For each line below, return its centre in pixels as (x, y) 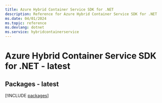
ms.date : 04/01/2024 (26, 18)
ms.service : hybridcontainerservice (42, 32)
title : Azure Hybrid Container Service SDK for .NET (59, 9)
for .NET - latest (38, 66)
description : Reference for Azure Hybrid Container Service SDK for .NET (81, 14)
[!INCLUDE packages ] (27, 96)
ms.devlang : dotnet (25, 28)
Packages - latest (32, 84)
